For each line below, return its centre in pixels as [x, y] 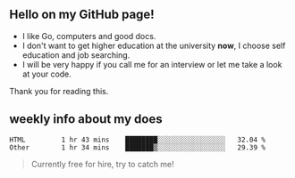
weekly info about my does [86, 119]
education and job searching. [76, 55]
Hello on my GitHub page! [82, 15]
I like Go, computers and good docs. [89, 36]
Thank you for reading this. [59, 91]
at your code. [46, 74]
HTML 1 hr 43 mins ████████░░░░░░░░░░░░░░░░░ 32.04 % [138, 140]
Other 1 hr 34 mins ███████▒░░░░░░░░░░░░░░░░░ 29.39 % [138, 147]
